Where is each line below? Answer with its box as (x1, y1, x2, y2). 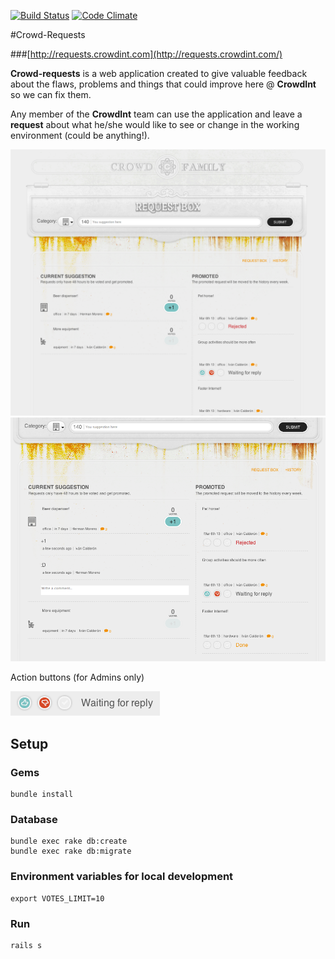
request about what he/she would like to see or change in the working (10, 119, 300, 130)
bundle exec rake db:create (10, 836, 128, 847)
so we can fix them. (10, 89, 92, 100)
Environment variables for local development (10, 870, 234, 884)
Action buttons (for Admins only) (10, 671, 145, 684)
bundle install (10, 790, 74, 800)
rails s (10, 940, 43, 950)
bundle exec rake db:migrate (10, 846, 132, 857)
